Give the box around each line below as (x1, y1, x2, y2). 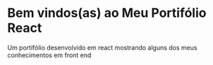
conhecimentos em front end (7, 51, 92, 59)
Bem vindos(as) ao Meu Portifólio (7, 5, 207, 21)
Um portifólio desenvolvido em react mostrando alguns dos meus (7, 43, 197, 52)
